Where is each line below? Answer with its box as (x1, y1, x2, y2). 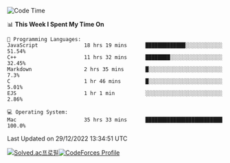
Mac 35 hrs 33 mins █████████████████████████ (7, 116, 223, 123)
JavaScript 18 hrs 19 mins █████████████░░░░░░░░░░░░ (7, 42, 223, 49)
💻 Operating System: (7, 109, 69, 116)
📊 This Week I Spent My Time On (7, 21, 104, 28)
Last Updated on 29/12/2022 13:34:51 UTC (7, 134, 128, 142)
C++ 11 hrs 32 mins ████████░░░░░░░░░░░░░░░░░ (7, 54, 223, 61)
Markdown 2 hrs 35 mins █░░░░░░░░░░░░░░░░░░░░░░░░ (7, 66, 223, 73)
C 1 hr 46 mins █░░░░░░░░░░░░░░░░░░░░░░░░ (7, 78, 223, 85)
